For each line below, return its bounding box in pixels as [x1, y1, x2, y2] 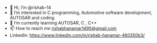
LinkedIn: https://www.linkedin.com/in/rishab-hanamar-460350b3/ [9, 32, 145, 38]
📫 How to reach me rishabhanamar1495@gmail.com [9, 26, 117, 31]
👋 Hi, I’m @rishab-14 [9, 5, 52, 10]
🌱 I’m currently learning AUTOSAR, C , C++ [9, 20, 97, 26]
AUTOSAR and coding [9, 15, 55, 20]
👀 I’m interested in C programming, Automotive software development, [9, 10, 153, 15]
